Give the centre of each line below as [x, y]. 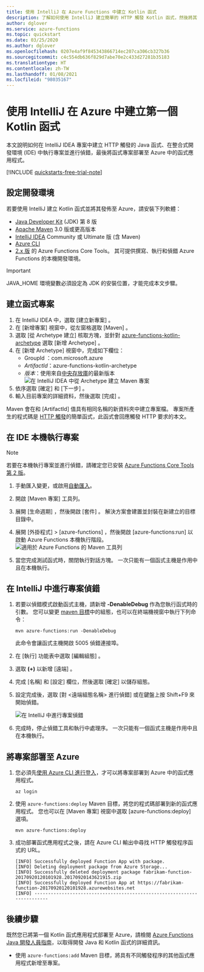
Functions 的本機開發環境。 [49, 258]
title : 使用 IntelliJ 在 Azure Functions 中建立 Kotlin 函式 [81, 12]
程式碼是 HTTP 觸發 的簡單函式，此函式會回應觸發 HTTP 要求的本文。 [103, 416]
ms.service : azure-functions [43, 29]
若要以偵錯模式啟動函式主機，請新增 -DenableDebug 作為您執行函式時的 [106, 604]
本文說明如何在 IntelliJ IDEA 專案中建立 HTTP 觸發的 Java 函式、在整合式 [97, 145]
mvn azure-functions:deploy [50, 830]
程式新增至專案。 [42, 963]
